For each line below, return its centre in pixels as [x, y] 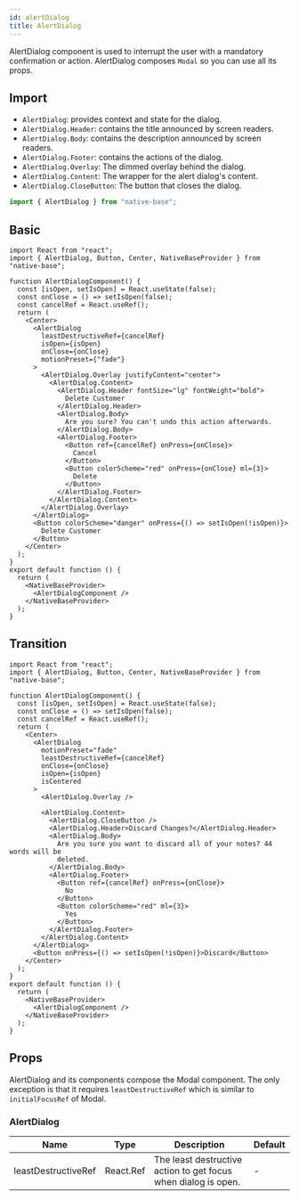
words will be [36, 852]
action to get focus [194, 1171]
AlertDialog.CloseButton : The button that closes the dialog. [132, 186]
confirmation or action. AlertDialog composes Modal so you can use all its [143, 61]
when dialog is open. [198, 1181]
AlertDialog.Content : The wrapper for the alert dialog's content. [140, 176]
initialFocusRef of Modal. [58, 1098]
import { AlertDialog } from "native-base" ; [93, 202]
